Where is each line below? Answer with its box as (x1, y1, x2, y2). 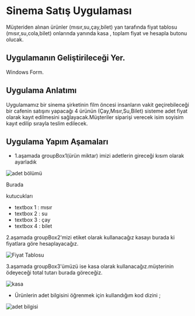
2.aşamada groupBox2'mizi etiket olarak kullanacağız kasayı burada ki (6, 234, 175, 241)
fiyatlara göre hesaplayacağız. (6, 240, 79, 247)
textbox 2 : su (14, 210, 48, 218)
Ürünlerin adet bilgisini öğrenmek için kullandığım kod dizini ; (14, 292, 161, 299)
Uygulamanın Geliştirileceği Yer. (6, 53, 126, 63)
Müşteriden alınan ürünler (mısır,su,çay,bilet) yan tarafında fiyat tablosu (6, 23, 177, 30)
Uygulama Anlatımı (6, 86, 77, 96)
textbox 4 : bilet (14, 223, 53, 230)
